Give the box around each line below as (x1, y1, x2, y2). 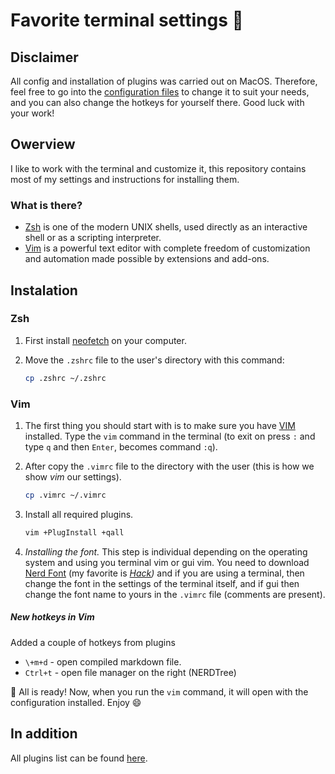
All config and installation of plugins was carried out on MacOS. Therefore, (10, 75, 318, 87)
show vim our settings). (24, 470, 122, 483)
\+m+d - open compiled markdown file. (24, 655, 182, 668)
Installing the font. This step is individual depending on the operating (24, 545, 308, 558)
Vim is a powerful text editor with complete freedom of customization (24, 242, 311, 254)
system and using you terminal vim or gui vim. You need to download (24, 556, 310, 568)
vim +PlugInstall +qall (24, 527, 125, 538)
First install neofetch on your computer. (24, 334, 187, 346)
